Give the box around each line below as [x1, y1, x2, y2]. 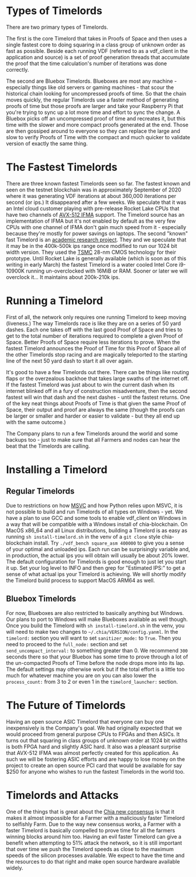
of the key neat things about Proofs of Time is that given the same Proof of [6, 399, 186, 406]
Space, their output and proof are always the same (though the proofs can [6, 406, 185, 413]
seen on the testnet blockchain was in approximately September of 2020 [6, 186, 181, 193]
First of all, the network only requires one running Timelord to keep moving [6, 313, 187, 321]
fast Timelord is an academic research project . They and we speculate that [6, 236, 187, 243]
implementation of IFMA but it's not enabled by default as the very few [6, 217, 176, 224]
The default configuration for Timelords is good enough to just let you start [6, 558, 187, 565]
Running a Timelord [6, 294, 104, 308]
